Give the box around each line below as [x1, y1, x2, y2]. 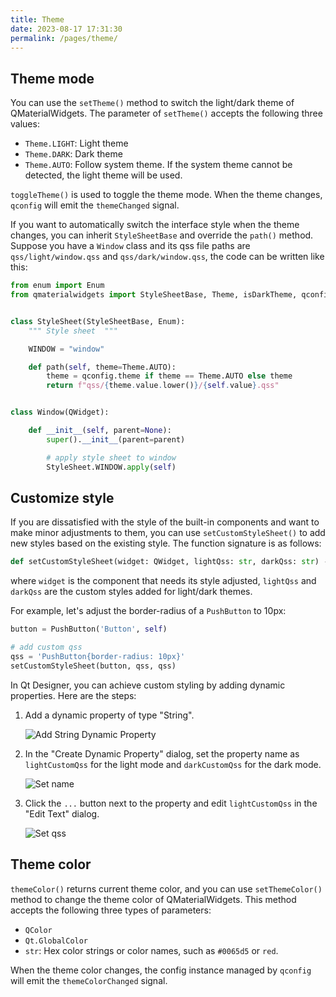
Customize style [10, 489, 115, 506]
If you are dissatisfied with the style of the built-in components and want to [10, 516, 320, 528]
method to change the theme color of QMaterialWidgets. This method [10, 893, 297, 905]
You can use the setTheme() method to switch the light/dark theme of [10, 97, 295, 109]
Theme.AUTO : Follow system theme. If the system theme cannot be [24, 159, 293, 171]
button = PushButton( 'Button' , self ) [10, 624, 168, 635]
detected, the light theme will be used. [24, 169, 183, 181]
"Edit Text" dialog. [24, 807, 100, 820]
